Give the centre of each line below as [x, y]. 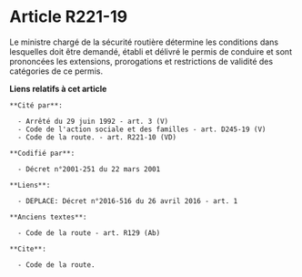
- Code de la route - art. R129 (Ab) [89, 233]
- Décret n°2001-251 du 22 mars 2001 [89, 169]
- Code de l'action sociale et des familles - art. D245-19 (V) [142, 129]
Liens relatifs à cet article [58, 88]
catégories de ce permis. [56, 71]
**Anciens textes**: [49, 217]
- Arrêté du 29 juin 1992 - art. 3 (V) [93, 121]
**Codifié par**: [42, 153]
